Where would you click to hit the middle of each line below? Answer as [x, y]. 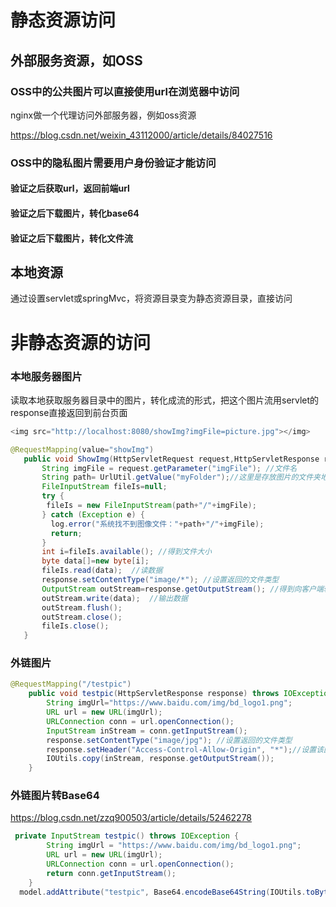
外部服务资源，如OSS [76, 60]
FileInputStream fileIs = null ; [104, 487]
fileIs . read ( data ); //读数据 [102, 571]
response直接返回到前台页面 [69, 412]
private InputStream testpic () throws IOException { [127, 836]
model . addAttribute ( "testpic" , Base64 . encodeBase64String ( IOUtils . [163, 892]
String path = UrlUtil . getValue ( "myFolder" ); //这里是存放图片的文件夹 [181, 477]
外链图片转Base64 [55, 796]
